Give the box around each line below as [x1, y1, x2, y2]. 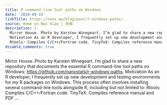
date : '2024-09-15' [5, 12, 46, 17]
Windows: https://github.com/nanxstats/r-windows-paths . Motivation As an [5, 68, 160, 75]
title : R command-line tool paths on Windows [5, 7, 101, 12]
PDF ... [5, 95, 19, 101]
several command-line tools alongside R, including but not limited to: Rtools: [5, 84, 161, 90]
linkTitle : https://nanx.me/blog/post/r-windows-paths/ [5, 16, 123, 21]
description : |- [5, 26, 39, 31]
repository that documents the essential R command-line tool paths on [5, 63, 150, 69]
